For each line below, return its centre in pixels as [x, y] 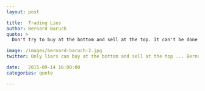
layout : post [23, 12]
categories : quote [30, 73]
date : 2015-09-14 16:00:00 [43, 67]
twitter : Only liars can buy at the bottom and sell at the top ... [95, 56]
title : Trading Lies [34, 23]
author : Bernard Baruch [37, 29]
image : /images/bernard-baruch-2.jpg [54, 51]
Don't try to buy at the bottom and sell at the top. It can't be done [105, 40]
